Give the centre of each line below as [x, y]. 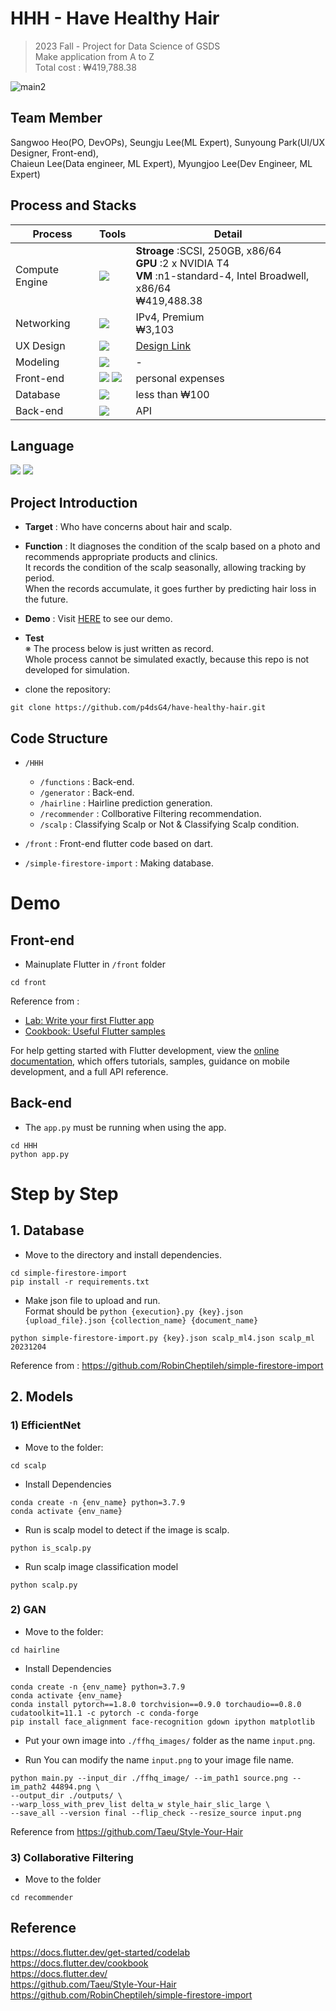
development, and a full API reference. [89, 1071]
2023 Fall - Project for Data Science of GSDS [127, 46]
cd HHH [24, 1145]
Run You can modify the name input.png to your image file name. [159, 1759]
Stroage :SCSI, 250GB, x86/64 [208, 250]
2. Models [42, 1397]
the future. [46, 599]
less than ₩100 [172, 394]
